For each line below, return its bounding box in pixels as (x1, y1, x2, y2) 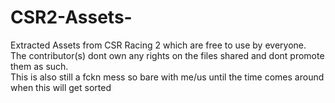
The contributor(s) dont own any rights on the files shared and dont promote (10, 49, 325, 61)
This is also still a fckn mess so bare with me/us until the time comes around (10, 71, 325, 83)
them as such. (10, 60, 69, 72)
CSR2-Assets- (10, 6, 133, 29)
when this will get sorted (10, 81, 112, 93)
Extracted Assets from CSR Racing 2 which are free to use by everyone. (10, 39, 307, 51)
